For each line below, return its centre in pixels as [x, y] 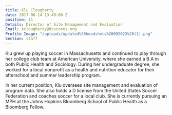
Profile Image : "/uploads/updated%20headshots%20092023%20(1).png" [79, 34]
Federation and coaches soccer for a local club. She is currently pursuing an [86, 96]
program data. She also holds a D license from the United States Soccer [81, 90]
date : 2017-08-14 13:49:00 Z [36, 15]
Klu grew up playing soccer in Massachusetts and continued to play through [86, 53]
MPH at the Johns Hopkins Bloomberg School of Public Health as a [76, 101]
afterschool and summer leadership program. [53, 75]
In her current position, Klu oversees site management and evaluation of [82, 85]
